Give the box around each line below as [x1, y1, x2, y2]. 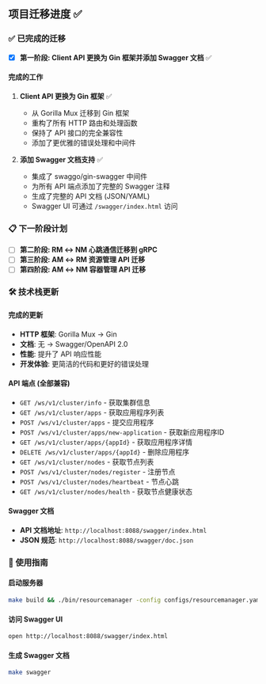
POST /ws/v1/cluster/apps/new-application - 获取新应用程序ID [19, 427, 225, 437]
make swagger [8, 668, 51, 677]
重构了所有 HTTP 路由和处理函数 [31, 118, 138, 127]
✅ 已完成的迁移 [8, 33, 66, 44]
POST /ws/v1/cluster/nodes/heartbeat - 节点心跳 [19, 477, 180, 486]
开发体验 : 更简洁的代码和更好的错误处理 [19, 359, 149, 368]
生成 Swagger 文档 [8, 650, 70, 659]
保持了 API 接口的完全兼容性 [31, 127, 123, 137]
